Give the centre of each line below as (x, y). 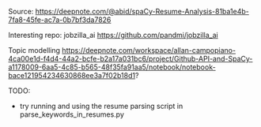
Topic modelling (34, 50)
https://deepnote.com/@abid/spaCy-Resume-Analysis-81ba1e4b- (142, 11)
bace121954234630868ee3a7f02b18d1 (72, 75)
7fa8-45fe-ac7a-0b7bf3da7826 (60, 20)
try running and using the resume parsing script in (101, 106)
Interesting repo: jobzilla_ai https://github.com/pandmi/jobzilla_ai (113, 35)
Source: (21, 11)
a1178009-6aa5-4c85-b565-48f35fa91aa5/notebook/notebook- (112, 67)
